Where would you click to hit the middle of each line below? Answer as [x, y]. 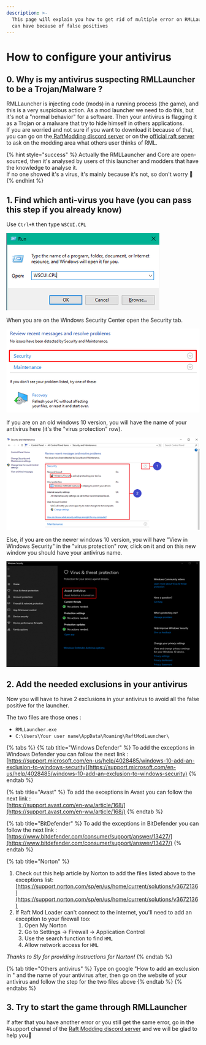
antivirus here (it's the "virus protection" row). [64, 428]
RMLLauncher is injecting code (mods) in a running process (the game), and [103, 104]
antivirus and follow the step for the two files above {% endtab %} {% [94, 981]
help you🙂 [19, 1035]
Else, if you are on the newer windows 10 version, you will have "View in [97, 539]
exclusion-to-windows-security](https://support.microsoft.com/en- [91, 767]
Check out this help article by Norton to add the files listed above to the [105, 873]
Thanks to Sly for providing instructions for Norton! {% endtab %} [90, 957]
